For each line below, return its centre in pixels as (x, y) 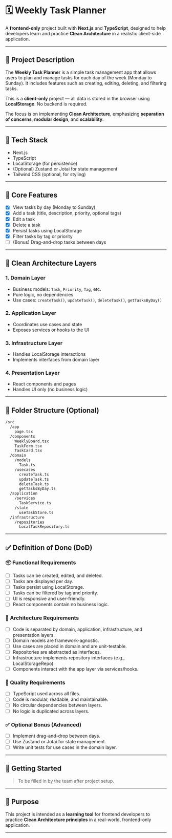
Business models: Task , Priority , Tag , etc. (57, 289)
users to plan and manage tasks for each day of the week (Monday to (79, 77)
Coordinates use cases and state (47, 324)
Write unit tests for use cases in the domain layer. (65, 747)
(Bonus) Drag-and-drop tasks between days (59, 242)
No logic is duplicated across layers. (51, 711)
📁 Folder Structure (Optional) (52, 410)
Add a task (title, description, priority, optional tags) (67, 213)
